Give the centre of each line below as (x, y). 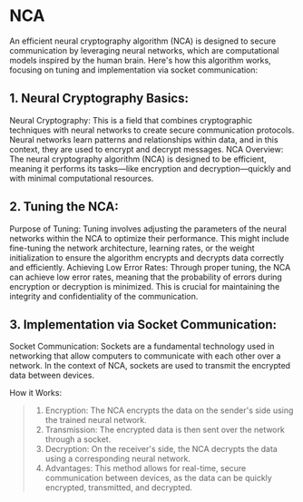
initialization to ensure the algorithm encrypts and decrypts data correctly (147, 257)
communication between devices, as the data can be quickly (158, 478)
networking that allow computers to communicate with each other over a (145, 356)
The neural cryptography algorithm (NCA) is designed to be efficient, (138, 159)
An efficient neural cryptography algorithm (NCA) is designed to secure (143, 41)
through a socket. (78, 439)
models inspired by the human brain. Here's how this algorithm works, (140, 60)
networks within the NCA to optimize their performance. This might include (149, 238)
